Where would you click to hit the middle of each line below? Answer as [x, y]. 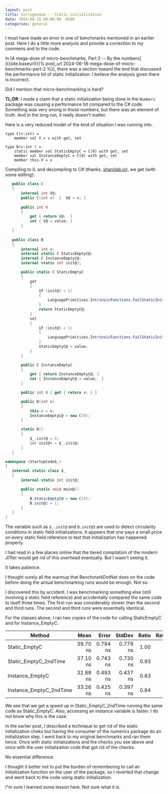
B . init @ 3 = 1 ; [44, 503]
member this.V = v [33, 160]
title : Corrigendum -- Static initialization [53, 15]
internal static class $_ [39, 471]
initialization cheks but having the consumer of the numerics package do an [83, 731]
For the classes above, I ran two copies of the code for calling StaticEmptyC [83, 618]
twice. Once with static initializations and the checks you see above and [79, 742]
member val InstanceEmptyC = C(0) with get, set [66, 156]
